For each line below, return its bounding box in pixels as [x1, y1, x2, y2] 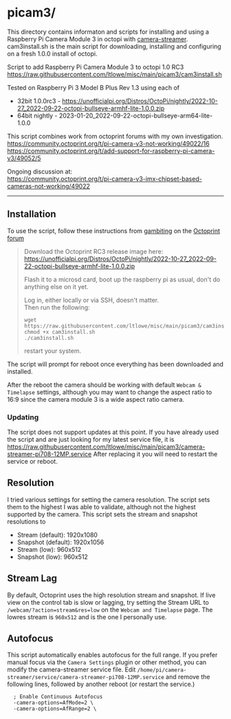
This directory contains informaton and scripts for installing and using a [7, 28, 210, 36]
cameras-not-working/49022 [7, 182, 91, 190]
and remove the [166, 673, 210, 681]
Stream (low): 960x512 [16, 545, 82, 553]
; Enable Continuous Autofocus [13, 694, 103, 700]
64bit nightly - [16, 111, 58, 120]
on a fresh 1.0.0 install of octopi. [7, 50, 98, 58]
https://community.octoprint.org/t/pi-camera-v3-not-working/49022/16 [7, 139, 210, 147]
